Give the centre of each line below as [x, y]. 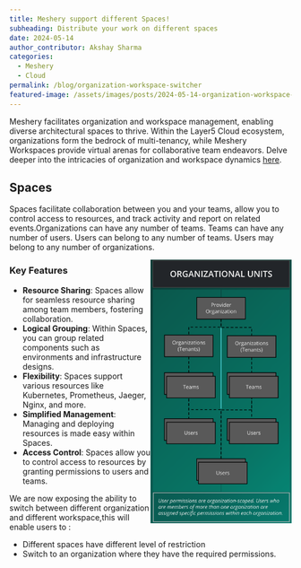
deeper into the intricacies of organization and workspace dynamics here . [146, 159]
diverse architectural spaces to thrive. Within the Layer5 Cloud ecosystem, [147, 131]
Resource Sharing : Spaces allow [83, 290]
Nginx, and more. [54, 405]
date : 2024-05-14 [42, 38]
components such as [61, 347]
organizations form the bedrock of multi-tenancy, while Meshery [128, 140]
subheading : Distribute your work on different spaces [114, 28]
